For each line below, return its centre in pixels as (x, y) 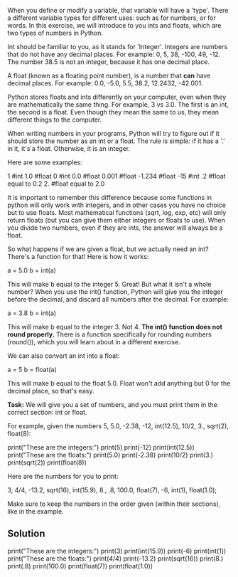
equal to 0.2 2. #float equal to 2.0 (56, 184)
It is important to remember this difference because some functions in (109, 197)
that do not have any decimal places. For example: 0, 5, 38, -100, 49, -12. (114, 54)
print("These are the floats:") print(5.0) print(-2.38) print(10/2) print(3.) (110, 455)
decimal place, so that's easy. (51, 391)
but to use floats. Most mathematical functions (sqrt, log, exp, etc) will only (117, 212)
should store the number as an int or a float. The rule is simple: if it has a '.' (116, 141)
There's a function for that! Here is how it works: (78, 256)
